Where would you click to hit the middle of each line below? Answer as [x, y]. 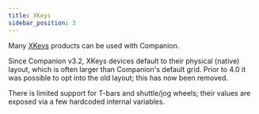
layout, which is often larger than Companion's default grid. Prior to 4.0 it [127, 69]
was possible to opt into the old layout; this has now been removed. [118, 78]
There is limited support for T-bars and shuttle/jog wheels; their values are [129, 93]
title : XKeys [30, 15]
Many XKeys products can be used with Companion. [94, 45]
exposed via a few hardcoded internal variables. [86, 101]
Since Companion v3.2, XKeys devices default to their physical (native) [124, 61]
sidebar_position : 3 [42, 23]
